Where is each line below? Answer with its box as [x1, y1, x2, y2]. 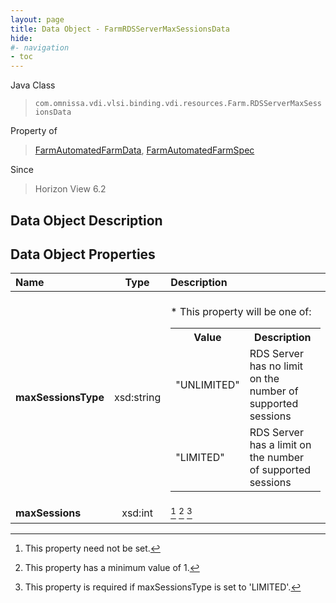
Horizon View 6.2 [34, 183, 107, 195]
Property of [10, 125, 58, 137]
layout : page [10, 14, 65, 25]
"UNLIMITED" [175, 378, 240, 392]
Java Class [10, 79, 56, 91]
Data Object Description [10, 212, 163, 229]
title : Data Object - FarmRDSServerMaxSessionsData [10, 24, 230, 34]
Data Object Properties [10, 246, 156, 263]
